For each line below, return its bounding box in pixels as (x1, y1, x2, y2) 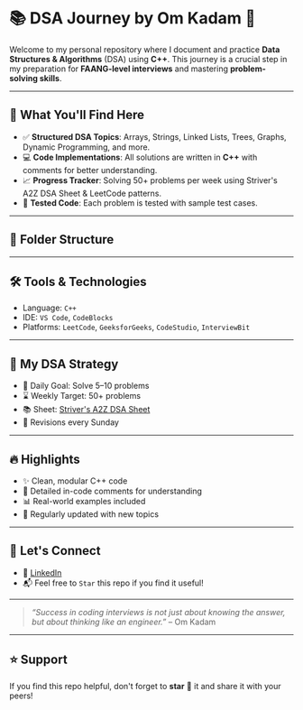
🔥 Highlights (9, 451, 81, 466)
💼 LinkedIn (22, 567, 62, 578)
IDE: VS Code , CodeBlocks (22, 312, 114, 323)
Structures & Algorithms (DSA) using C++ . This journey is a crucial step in (9, 53, 288, 64)
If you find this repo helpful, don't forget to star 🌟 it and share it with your (9, 680, 281, 691)
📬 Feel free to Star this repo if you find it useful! (22, 577, 205, 588)
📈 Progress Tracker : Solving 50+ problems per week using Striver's (22, 174, 278, 186)
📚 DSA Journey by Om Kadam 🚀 (9, 8, 256, 29)
